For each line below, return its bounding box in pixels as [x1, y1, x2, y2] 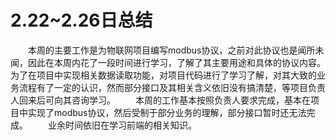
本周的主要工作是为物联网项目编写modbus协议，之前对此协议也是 [28, 44, 298, 56]
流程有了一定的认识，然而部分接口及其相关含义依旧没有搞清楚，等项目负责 [18, 81, 326, 93]
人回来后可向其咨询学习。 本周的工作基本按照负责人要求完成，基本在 [10, 94, 311, 106]
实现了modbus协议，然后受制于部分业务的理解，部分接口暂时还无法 [27, 106, 307, 118]
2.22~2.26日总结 [10, 9, 153, 32]
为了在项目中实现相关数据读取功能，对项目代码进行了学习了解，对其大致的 [10, 69, 317, 81]
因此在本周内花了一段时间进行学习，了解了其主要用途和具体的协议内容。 [27, 56, 326, 68]
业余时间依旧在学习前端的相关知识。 [47, 119, 197, 131]
